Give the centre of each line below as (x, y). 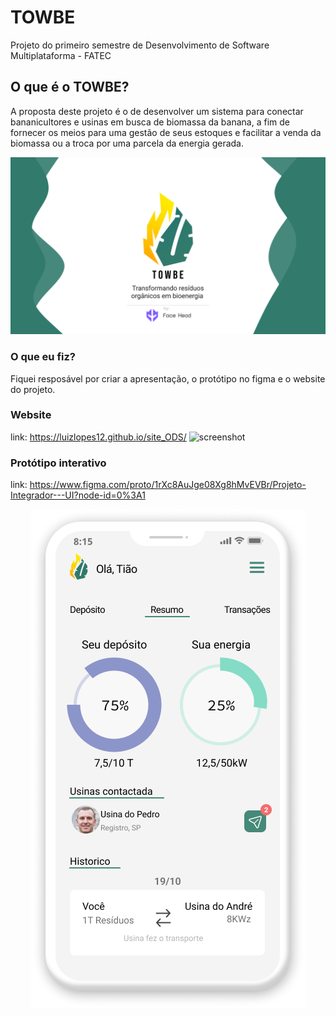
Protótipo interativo (58, 463)
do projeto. (33, 389)
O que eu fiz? (43, 357)
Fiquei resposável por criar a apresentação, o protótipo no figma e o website (168, 378)
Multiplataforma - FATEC (61, 55)
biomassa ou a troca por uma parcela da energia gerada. (127, 143)
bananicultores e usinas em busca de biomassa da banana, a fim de (150, 122)
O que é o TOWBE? (70, 87)
